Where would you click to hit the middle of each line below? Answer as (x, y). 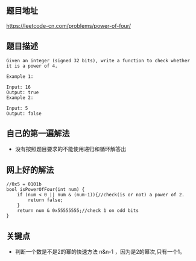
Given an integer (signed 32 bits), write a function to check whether (98, 60)
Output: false (24, 114)
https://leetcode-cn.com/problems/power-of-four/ (69, 25)
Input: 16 (19, 87)
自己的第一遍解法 (38, 134)
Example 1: (20, 76)
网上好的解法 (30, 170)
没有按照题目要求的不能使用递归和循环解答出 (71, 149)
